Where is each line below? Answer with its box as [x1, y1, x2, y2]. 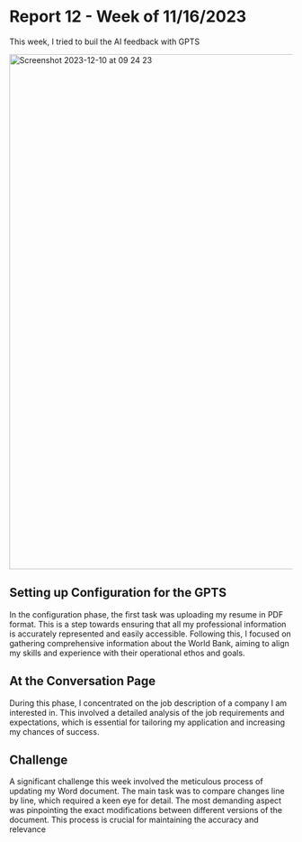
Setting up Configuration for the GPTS [9, 585, 227, 600]
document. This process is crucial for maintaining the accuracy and [9, 814, 259, 826]
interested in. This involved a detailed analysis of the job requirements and [9, 707, 285, 718]
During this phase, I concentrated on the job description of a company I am [9, 697, 288, 709]
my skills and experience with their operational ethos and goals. [9, 647, 245, 658]
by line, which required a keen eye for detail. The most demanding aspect [9, 795, 281, 806]
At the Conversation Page [9, 673, 156, 689]
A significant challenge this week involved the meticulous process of [9, 776, 263, 787]
